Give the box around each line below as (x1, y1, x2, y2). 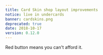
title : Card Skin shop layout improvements (5, 7, 98, 12)
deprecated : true (5, 21, 42, 26)
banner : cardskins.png (5, 16, 53, 21)
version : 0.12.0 (5, 30, 39, 35)
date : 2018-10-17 (5, 26, 42, 31)
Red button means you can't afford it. (5, 44, 83, 50)
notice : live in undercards (5, 12, 65, 17)
